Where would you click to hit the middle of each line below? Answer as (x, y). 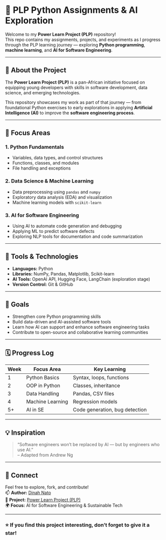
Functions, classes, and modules (45, 163)
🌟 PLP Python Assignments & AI (72, 10)
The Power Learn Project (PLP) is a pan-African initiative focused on (75, 82)
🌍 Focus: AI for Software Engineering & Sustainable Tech (64, 505)
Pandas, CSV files (94, 394)
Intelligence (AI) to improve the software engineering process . (70, 113)
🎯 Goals (17, 304)
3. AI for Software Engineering (42, 215)
